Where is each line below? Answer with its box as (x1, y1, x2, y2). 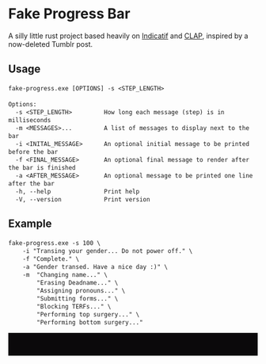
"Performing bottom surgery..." (36, 318, 144, 326)
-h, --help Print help (15, 187, 140, 195)
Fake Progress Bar (8, 5, 131, 23)
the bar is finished (8, 163, 77, 171)
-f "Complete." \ (22, 255, 80, 262)
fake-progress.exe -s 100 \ (8, 239, 101, 247)
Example (8, 217, 52, 231)
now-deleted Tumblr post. (8, 39, 93, 48)
